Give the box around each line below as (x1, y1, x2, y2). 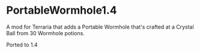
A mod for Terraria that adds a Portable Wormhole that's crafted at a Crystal (6, 23, 194, 30)
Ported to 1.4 (6, 41, 38, 48)
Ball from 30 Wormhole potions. (6, 29, 85, 36)
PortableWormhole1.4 (6, 4, 117, 17)
